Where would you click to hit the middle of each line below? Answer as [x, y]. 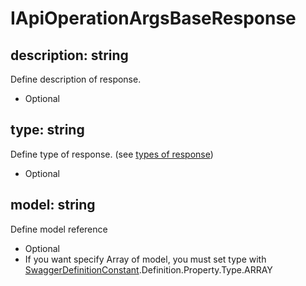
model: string [53, 205]
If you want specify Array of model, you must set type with [145, 259]
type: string [47, 130]
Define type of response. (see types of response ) [112, 154]
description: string [69, 55]
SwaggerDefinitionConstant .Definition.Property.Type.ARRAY [148, 269]
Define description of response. [76, 79]
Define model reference [59, 229]
